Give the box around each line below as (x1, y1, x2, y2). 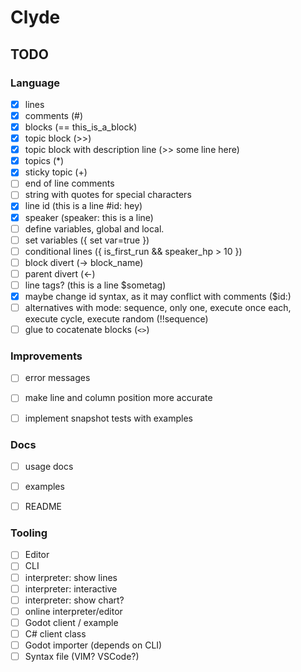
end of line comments (24, 177, 115, 190)
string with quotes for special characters (24, 189, 192, 201)
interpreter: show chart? (24, 594, 125, 606)
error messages (24, 372, 91, 384)
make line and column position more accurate (24, 392, 213, 404)
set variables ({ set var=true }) (24, 234, 150, 246)
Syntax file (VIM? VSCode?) (24, 650, 140, 662)
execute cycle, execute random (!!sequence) (24, 313, 209, 325)
